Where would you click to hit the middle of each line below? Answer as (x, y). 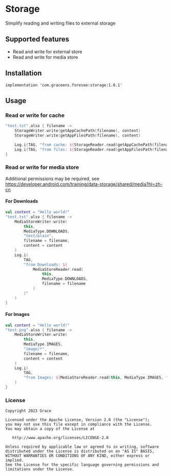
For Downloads (22, 201)
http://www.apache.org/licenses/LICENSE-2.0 (60, 438)
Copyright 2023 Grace (28, 411)
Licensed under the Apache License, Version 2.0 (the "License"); (78, 420)
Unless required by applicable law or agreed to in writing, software (82, 447)
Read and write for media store (45, 57)
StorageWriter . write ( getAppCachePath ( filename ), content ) (78, 131)
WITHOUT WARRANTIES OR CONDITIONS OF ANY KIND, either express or (78, 456)
